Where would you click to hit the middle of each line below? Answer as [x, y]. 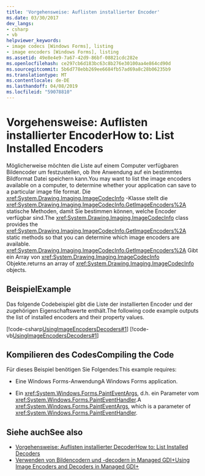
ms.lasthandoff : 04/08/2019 [42, 87]
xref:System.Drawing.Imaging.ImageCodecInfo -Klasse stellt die [87, 198]
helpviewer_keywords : [34, 41]
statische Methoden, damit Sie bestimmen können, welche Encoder [91, 211]
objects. [17, 270]
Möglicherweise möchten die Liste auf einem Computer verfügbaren [92, 165]
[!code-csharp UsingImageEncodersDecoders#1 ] [68, 329]
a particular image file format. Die [48, 192]
